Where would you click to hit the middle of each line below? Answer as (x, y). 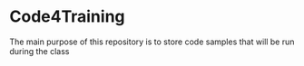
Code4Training (67, 17)
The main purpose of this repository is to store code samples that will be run (152, 42)
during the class (39, 51)
